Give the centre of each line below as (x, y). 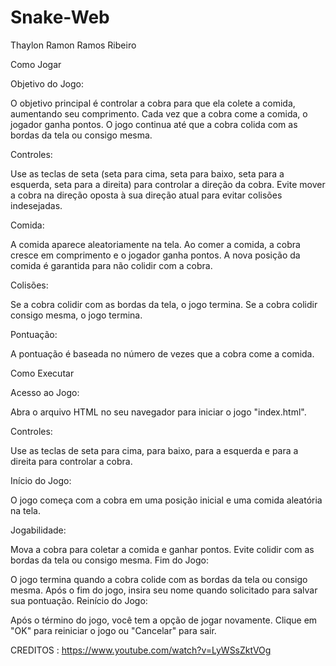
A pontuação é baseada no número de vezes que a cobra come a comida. (162, 353)
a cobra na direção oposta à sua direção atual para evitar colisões (146, 195)
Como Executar (42, 373)
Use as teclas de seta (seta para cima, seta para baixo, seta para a (147, 173)
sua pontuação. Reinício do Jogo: (79, 600)
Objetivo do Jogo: (47, 83)
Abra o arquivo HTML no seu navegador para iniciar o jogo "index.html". (158, 412)
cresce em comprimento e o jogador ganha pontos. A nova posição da (155, 255)
